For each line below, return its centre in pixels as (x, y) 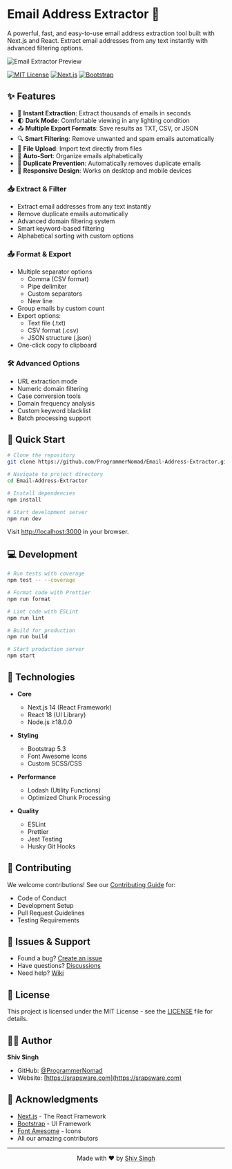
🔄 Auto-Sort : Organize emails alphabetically (80, 155)
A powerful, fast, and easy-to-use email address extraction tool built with (111, 33)
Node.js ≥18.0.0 (50, 722)
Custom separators (55, 294)
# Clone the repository (41, 455)
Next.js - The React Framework (61, 1116)
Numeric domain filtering (52, 388)
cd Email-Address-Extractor (48, 481)
